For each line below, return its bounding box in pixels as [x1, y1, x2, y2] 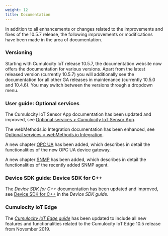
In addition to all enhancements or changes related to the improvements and [5, 26, 163, 32]
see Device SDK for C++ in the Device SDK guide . [5, 191, 109, 197]
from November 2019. [5, 226, 50, 232]
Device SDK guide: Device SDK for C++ [5, 175, 103, 182]
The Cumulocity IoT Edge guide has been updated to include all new [5, 215, 147, 221]
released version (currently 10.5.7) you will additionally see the [5, 71, 134, 77]
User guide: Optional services [5, 100, 79, 107]
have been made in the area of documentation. [5, 36, 102, 43]
